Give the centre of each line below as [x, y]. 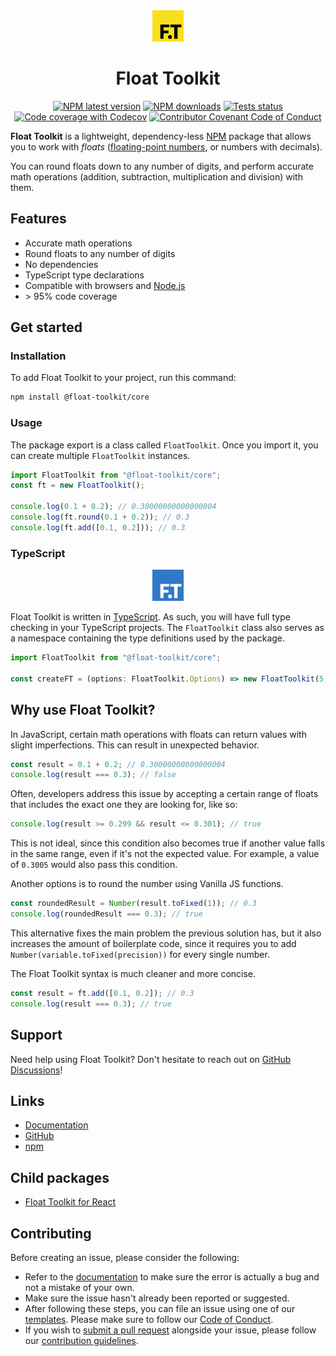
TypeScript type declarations [84, 275]
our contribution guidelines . [81, 1340]
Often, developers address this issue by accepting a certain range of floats [164, 794]
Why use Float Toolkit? [83, 710]
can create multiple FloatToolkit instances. [100, 455]
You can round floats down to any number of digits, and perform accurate [162, 166]
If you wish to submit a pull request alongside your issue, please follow [170, 1330]
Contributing [51, 1233]
